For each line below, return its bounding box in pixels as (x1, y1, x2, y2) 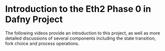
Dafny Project (5, 14, 63, 25)
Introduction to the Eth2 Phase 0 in (5, 3, 152, 15)
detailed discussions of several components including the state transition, (5, 35, 156, 41)
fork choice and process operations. (5, 40, 80, 46)
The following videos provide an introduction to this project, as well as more (5, 30, 161, 36)
